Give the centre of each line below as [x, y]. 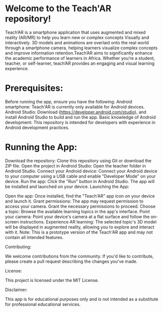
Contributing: [18, 247]
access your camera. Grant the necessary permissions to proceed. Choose [80, 206]
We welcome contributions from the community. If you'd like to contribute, [80, 256]
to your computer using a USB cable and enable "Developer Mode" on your [80, 176]
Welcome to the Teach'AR [58, 9]
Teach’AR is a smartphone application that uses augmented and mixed [75, 32]
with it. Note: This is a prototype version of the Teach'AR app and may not [79, 232]
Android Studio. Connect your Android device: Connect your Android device [81, 171]
